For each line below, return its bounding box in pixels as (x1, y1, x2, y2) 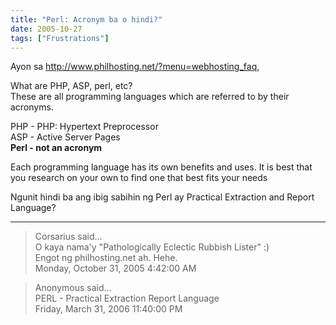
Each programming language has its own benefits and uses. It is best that (10, 161, 313, 173)
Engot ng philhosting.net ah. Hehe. (34, 252, 178, 264)
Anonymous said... (34, 282, 112, 294)
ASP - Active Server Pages (10, 131, 121, 143)
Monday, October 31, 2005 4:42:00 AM (34, 262, 197, 275)
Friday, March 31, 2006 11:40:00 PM (34, 303, 183, 315)
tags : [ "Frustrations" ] (10, 33, 110, 43)
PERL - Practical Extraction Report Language (34, 292, 220, 305)
